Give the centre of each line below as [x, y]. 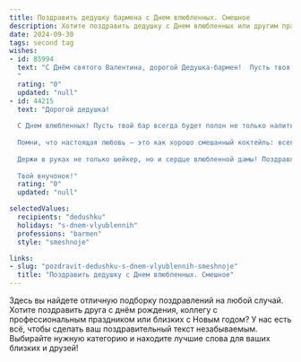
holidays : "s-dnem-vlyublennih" [78, 225]
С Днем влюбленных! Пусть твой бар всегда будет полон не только [142, 126]
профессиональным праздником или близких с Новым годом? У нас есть [150, 319]
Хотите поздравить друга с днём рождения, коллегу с [113, 310]
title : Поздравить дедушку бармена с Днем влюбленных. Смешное [130, 17]
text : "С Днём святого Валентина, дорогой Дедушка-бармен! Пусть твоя [154, 68]
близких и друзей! [44, 348]
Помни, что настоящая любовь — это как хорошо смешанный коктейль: [146, 142]
